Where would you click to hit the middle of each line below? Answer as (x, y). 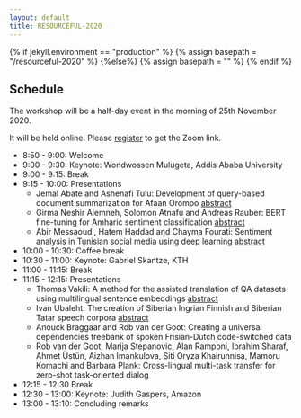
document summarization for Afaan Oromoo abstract (133, 203)
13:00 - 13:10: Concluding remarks (86, 404)
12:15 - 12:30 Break (58, 385)
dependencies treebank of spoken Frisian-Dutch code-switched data (164, 337)
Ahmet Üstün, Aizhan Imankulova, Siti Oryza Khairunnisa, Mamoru (158, 356)
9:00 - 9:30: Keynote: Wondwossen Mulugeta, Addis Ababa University (152, 165)
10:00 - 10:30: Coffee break (73, 251)
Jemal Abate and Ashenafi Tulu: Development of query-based (150, 193)
